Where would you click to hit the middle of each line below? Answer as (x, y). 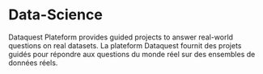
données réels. (33, 63)
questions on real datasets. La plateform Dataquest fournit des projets (125, 45)
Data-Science (55, 15)
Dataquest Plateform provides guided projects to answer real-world (121, 37)
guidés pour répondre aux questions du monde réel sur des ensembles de (132, 54)
